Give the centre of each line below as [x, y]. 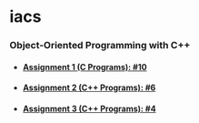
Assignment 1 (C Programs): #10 [85, 67]
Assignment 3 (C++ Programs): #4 [89, 108]
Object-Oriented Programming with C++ [100, 46]
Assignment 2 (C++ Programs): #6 [89, 87]
